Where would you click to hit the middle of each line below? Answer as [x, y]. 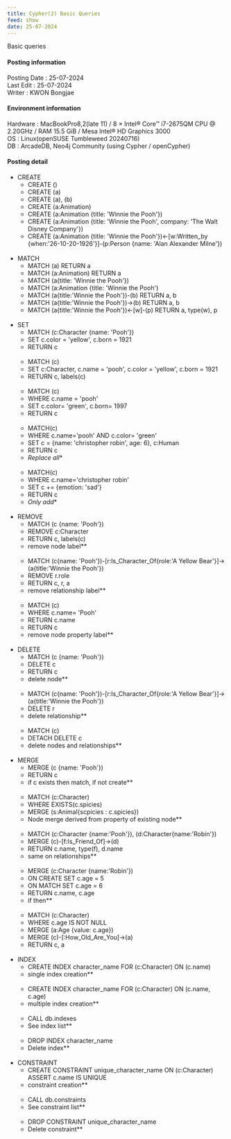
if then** [40, 900]
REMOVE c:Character [58, 531]
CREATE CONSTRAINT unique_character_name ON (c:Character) [120, 1070]
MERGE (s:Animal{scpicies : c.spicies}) [83, 812]
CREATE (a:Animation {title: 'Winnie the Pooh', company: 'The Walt [123, 221]
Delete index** [49, 1048]
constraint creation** [58, 1085]
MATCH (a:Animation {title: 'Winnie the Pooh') [93, 288]
